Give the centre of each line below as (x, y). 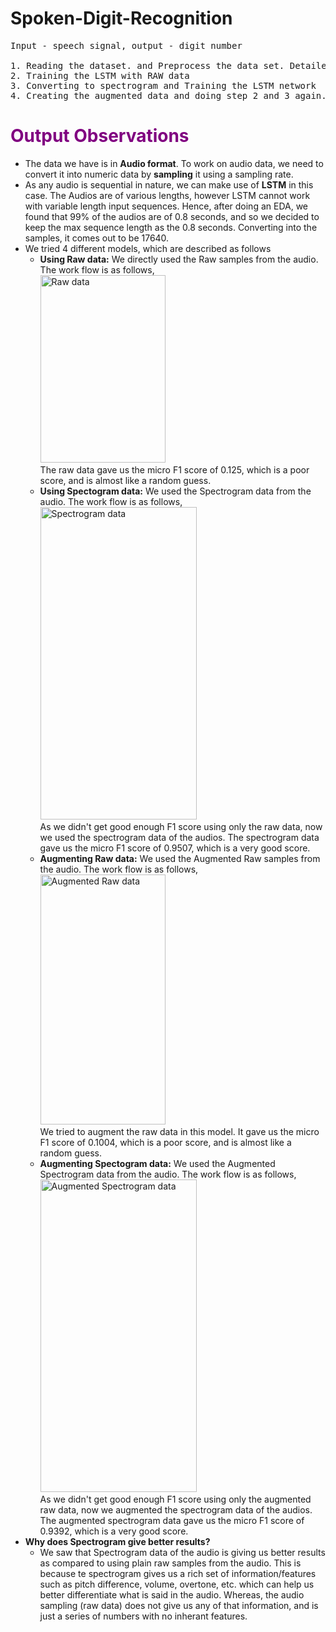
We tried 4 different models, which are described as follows (148, 248)
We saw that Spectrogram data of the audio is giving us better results (182, 1552)
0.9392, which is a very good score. (114, 1531)
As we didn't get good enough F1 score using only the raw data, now (181, 826)
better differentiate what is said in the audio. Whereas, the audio (172, 1594)
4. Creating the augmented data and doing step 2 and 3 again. (168, 95)
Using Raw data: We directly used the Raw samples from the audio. (179, 259)
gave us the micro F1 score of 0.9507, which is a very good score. (175, 848)
